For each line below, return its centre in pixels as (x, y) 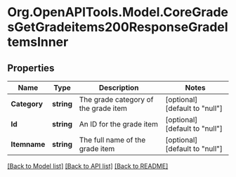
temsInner (38, 42)
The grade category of (116, 99)
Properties (31, 68)
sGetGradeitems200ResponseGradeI (118, 27)
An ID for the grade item (118, 124)
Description (119, 87)
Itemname (28, 144)
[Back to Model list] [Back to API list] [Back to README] (88, 166)
